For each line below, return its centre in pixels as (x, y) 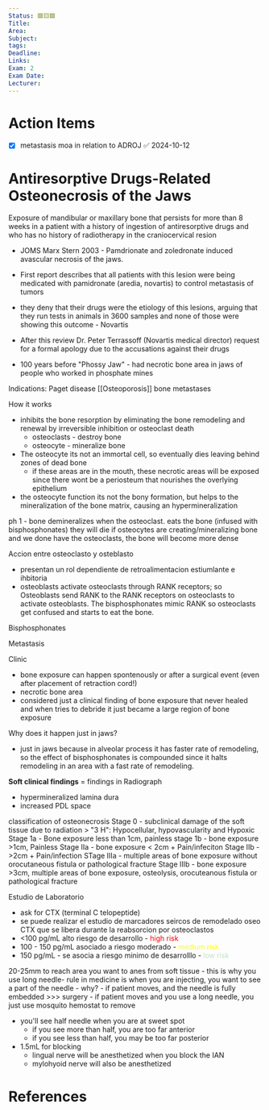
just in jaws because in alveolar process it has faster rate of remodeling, (139, 749)
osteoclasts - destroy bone (77, 437)
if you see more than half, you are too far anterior (114, 1029)
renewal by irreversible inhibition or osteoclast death (107, 429)
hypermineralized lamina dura (69, 797)
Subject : (23, 38)
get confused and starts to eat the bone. (87, 613)
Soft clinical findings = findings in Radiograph (85, 782)
